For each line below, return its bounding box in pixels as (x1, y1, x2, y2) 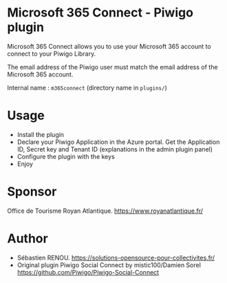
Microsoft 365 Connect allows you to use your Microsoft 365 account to (7, 42, 211, 50)
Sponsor (7, 184, 57, 200)
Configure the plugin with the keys (17, 152, 115, 160)
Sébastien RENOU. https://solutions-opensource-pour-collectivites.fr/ (17, 253, 215, 262)
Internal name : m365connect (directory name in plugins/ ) (7, 83, 167, 92)
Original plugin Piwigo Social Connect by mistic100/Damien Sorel (17, 260, 202, 269)
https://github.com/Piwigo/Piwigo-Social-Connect (17, 268, 160, 276)
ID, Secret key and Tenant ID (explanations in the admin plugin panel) (17, 145, 213, 153)
